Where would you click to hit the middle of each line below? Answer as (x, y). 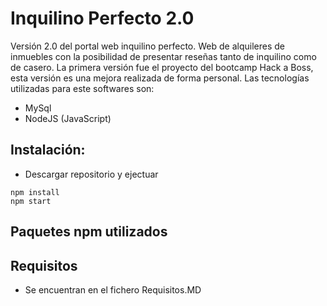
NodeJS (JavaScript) (68, 118)
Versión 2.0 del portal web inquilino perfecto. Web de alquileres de (147, 46)
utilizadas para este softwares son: (82, 88)
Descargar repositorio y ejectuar (91, 174)
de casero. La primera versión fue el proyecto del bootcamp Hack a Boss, (162, 67)
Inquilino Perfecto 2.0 (102, 18)
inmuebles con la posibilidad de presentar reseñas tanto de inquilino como (163, 56)
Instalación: (48, 150)
